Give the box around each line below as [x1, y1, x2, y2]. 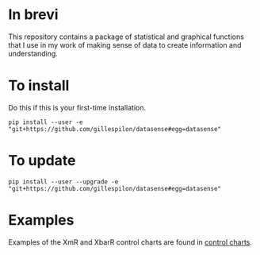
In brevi [8, 6, 59, 24]
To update [8, 152, 76, 170]
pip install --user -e [8, 118, 83, 126]
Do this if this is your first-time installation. [8, 102, 147, 112]
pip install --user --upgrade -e [8, 177, 119, 186]
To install [8, 77, 70, 95]
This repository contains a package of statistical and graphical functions [8, 32, 244, 41]
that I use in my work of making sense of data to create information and [8, 40, 242, 49]
